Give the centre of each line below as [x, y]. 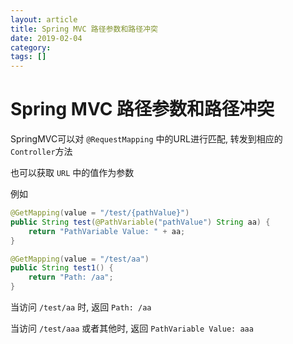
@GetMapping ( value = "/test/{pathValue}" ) [100, 213]
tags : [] [28, 57]
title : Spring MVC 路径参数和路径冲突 [84, 29]
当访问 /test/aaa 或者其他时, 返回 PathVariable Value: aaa [132, 328]
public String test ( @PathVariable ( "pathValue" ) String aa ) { [140, 222]
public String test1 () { [62, 268]
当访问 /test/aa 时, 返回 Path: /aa [81, 307]
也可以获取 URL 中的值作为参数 [72, 173]
